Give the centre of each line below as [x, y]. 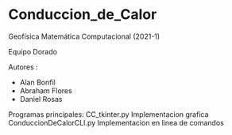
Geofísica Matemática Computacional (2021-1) [84, 36]
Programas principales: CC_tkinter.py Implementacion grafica [108, 114]
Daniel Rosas [41, 99]
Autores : [23, 67]
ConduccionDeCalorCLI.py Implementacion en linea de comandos [116, 122]
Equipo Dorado [33, 51]
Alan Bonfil [37, 82]
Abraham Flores [46, 90]
